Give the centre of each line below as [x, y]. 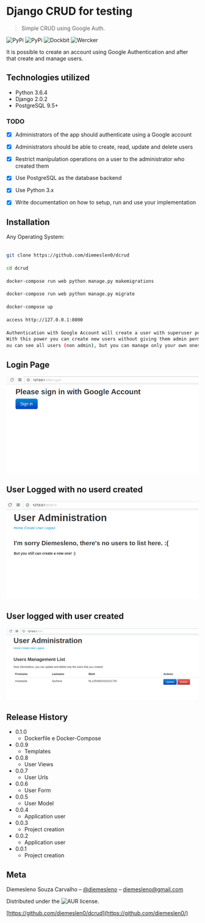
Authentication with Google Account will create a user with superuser [99, 333]
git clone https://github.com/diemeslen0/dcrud [68, 255]
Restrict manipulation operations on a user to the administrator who [100, 159]
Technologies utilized [48, 78]
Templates [37, 752]
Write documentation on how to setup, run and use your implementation [106, 203]
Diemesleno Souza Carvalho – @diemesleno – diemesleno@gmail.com [95, 889]
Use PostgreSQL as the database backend [68, 178]
